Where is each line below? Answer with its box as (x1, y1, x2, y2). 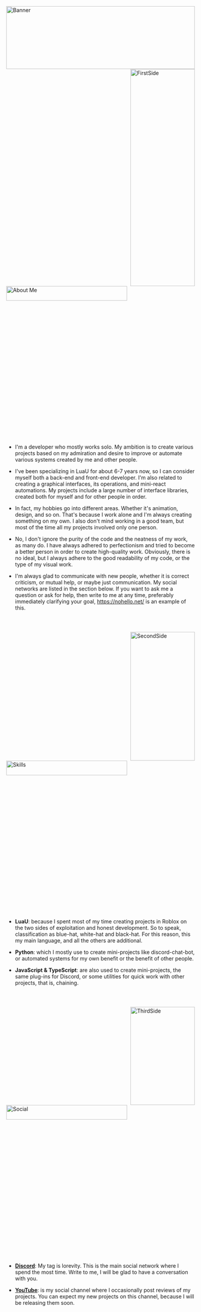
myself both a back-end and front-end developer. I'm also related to (14, 474, 182, 481)
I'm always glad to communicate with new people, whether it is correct (14, 572, 190, 580)
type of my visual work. (14, 561, 73, 568)
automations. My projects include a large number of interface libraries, (14, 487, 189, 493)
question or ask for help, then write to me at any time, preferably (14, 592, 174, 598)
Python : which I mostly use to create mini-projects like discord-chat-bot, (14, 949, 195, 956)
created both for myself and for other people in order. (14, 493, 147, 500)
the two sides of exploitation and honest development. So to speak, (14, 925, 181, 932)
